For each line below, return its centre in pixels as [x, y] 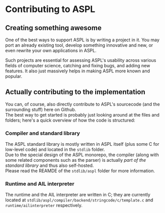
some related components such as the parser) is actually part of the [76, 160]
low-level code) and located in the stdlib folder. [55, 150]
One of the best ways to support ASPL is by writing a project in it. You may [82, 40]
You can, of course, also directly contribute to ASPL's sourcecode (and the [82, 104]
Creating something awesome [53, 28]
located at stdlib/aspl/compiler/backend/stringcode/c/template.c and [79, 200]
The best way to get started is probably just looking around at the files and [82, 115]
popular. [14, 76]
